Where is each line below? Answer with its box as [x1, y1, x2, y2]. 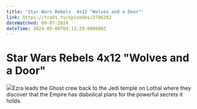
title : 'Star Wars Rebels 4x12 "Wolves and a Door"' [6, 8, 145, 15]
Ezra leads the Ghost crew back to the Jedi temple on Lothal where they [12, 84, 192, 92]
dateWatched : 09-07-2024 [6, 20, 69, 26]
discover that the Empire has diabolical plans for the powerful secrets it [6, 91, 183, 98]
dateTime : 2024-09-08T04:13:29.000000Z [6, 25, 107, 32]
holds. [6, 97, 22, 105]
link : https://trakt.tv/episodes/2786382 [6, 14, 112, 20]
